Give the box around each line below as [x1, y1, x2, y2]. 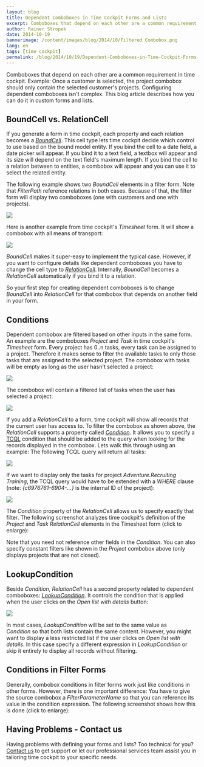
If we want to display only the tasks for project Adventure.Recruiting [6, 472, 177, 479]
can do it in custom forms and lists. [6, 97, 94, 104]
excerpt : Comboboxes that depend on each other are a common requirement [6, 20, 197, 26]
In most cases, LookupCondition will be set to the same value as [6, 621, 167, 629]
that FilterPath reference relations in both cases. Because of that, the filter [6, 187, 192, 194]
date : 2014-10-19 [6, 32, 50, 38]
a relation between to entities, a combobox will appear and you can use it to [6, 162, 195, 170]
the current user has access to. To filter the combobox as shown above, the [6, 422, 195, 430]
